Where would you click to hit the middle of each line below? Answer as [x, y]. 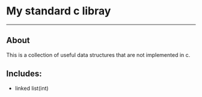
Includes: [24, 74]
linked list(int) [32, 88]
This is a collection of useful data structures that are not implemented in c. [98, 54]
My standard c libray [59, 11]
